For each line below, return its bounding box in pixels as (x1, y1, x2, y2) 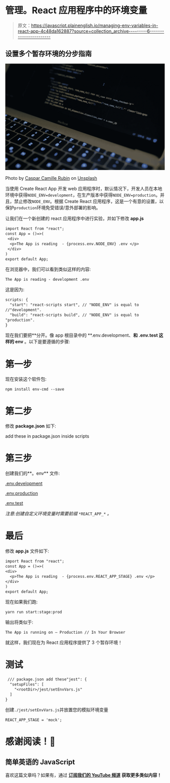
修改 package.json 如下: (5, 423, 57, 429)
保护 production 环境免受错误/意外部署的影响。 (5, 205, 101, 211)
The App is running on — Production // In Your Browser (5, 630, 125, 635)
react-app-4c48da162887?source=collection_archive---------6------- (17, 28, 164, 34)
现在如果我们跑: (5, 599, 38, 605)
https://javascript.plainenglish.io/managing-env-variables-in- (31, 22, 158, 28)
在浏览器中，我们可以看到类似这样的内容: (5, 266, 91, 272)
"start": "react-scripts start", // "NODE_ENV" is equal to (10, 303, 139, 308)
